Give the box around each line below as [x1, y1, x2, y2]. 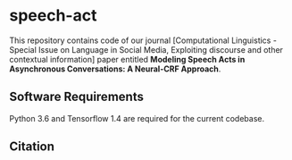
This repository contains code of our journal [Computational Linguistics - [9, 35, 277, 46]
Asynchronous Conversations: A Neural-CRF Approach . [9, 63, 221, 74]
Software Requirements [9, 89, 145, 105]
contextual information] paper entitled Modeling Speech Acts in [9, 54, 246, 64]
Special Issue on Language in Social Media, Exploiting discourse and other [9, 44, 284, 55]
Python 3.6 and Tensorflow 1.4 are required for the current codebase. [9, 113, 265, 123]
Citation [9, 139, 55, 155]
